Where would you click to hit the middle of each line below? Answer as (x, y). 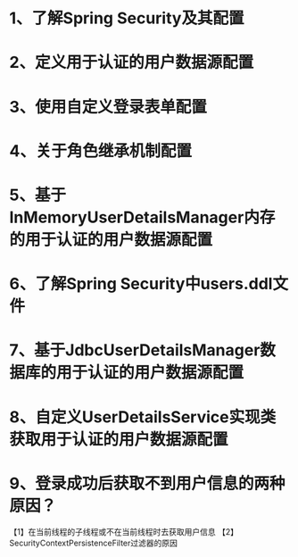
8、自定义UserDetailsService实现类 (143, 417)
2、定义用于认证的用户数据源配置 (132, 62)
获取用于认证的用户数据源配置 (119, 439)
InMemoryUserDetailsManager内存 (142, 217)
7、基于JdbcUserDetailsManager (135, 350)
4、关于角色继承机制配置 (100, 150)
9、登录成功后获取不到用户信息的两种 (147, 483)
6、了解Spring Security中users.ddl (141, 284)
